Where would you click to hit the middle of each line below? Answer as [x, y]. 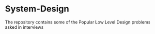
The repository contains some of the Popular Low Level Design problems [78, 22]
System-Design [37, 9]
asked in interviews [24, 27]
